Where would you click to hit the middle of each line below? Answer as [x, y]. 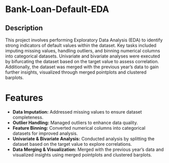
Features [24, 98]
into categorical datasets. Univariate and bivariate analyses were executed [83, 56]
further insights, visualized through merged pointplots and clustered [76, 72]
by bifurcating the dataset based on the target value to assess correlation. [82, 61]
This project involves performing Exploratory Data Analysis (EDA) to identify [84, 40]
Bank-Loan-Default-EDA [57, 9]
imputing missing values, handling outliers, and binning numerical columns [83, 51]
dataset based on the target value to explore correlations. [72, 144]
